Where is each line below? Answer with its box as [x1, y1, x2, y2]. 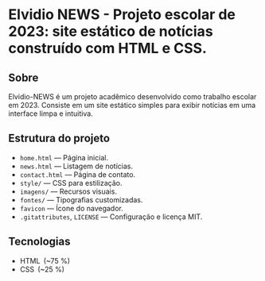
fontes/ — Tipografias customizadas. [19, 194, 143, 204]
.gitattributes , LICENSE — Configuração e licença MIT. [19, 212, 203, 221]
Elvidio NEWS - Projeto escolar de [8, 6, 236, 24]
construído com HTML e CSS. [8, 40, 207, 57]
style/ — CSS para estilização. [19, 178, 123, 187]
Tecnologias [8, 235, 71, 248]
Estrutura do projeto [8, 132, 110, 145]
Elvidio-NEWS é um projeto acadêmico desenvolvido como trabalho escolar [8, 92, 257, 101]
